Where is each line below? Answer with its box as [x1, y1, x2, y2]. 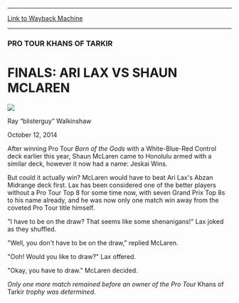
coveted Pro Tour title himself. [7, 203, 95, 212]
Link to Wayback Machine [7, 14, 83, 22]
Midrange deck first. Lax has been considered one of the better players [7, 181, 217, 189]
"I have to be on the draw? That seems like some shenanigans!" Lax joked [7, 217, 224, 225]
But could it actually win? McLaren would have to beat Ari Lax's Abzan [7, 173, 213, 181]
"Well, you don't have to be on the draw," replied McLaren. [7, 238, 179, 247]
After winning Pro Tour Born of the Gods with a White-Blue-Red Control [7, 144, 217, 153]
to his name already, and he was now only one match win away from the [7, 196, 219, 204]
